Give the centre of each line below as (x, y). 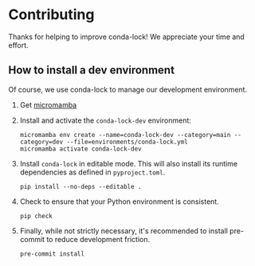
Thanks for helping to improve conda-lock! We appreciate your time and (126, 37)
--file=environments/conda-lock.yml (127, 142)
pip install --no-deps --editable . (80, 186)
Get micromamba (48, 104)
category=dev (41, 142)
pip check (36, 216)
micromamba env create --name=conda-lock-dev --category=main (125, 135)
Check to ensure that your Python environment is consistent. (119, 201)
